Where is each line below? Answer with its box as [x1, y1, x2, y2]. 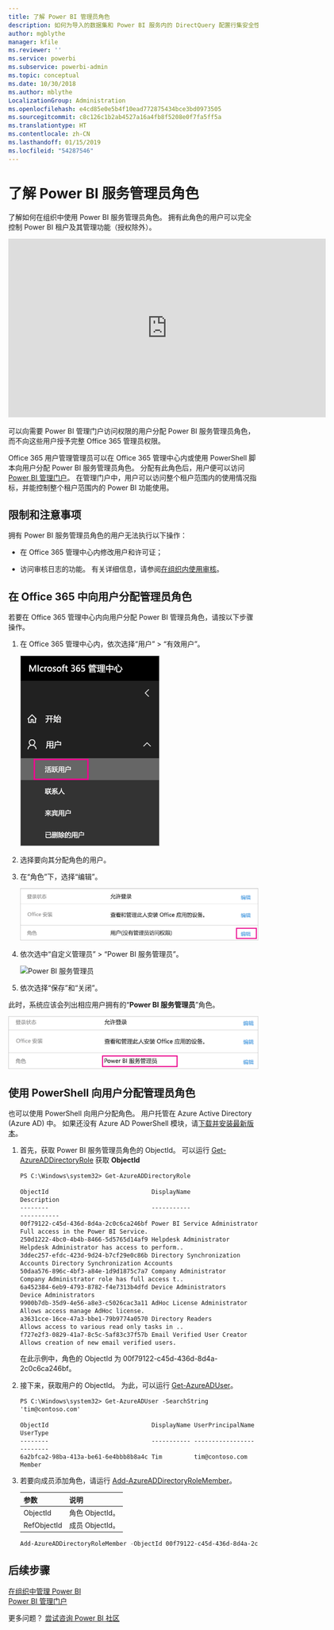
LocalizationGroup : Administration [8, 96, 126, 105]
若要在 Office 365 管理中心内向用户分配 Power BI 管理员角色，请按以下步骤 [8, 612, 254, 622]
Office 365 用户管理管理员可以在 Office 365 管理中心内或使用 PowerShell [8, 453, 248, 462]
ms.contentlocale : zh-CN [8, 130, 90, 138]
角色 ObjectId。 [68, 1509, 121, 1518]
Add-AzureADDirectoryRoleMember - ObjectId [19, 1539, 163, 1547]
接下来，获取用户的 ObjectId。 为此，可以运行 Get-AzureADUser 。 [19, 1381, 238, 1390]
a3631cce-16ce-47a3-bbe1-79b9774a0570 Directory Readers [19, 1315, 213, 1324]
